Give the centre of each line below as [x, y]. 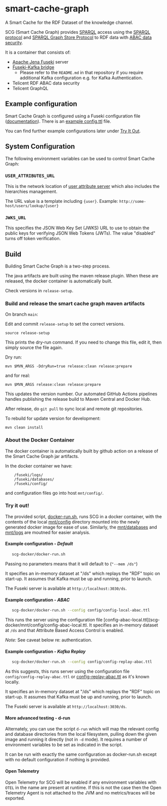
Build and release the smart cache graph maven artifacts [75, 303]
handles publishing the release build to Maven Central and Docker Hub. [78, 399]
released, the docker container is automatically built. [59, 281]
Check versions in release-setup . [39, 290]
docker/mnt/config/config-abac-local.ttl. [47, 625]
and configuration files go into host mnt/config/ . [54, 493]
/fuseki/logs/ [29, 475]
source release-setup [28, 333]
